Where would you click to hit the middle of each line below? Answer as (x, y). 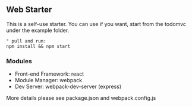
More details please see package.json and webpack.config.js (81, 98)
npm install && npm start (38, 46)
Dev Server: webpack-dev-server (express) (68, 87)
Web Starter (29, 10)
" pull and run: (26, 41)
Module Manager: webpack (48, 80)
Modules (19, 61)
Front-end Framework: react (49, 74)
